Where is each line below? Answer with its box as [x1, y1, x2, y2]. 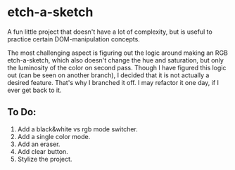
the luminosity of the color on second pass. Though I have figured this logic [7, 63, 227, 72]
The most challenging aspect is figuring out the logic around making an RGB [7, 48, 229, 57]
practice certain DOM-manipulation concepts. [7, 34, 141, 43]
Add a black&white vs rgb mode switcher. [17, 124, 139, 133]
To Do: [7, 106, 37, 118]
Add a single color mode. [17, 132, 91, 140]
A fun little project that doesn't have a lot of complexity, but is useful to [7, 27, 212, 36]
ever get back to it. [7, 86, 62, 94]
